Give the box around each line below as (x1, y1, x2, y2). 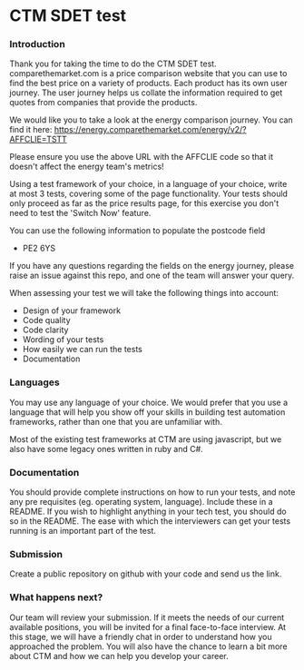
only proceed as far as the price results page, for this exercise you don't (9, 198, 279, 209)
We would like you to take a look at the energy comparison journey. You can (9, 114, 293, 125)
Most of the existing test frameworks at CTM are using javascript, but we (9, 433, 282, 445)
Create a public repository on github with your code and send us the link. (9, 568, 282, 579)
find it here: (9, 124, 53, 135)
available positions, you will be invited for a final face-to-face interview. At (9, 621, 287, 632)
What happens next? (9, 591, 103, 604)
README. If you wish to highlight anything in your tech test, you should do (9, 506, 288, 517)
